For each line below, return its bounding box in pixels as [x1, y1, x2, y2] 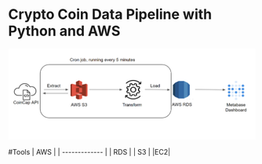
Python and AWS [8, 22, 121, 40]
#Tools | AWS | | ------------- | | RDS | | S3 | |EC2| [8, 148, 171, 157]
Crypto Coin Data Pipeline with [8, 5, 213, 24]
